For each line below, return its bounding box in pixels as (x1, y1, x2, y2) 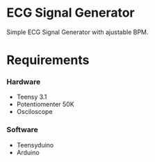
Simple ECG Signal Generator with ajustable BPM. (6, 28, 149, 36)
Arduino (16, 148, 40, 156)
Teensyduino (16, 140, 54, 149)
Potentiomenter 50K (16, 100, 74, 108)
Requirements (6, 52, 90, 68)
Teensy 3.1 (16, 92, 47, 102)
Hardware (6, 77, 41, 87)
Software (6, 125, 39, 135)
